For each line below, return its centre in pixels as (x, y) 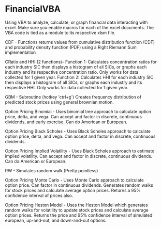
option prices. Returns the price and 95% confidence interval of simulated (79, 215)
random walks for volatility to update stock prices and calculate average (77, 210)
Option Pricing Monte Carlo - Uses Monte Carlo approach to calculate (74, 180)
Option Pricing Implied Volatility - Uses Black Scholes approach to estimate (80, 151)
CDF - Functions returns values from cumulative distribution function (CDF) (80, 42)
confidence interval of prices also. (39, 195)
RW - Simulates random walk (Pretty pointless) (51, 170)
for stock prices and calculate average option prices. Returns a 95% (73, 190)
